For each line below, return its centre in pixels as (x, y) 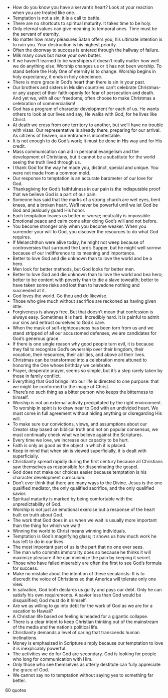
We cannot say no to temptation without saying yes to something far (83, 675)
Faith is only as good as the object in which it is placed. (69, 445)
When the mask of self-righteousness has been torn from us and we (83, 328)
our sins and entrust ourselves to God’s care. (59, 322)
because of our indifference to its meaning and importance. (74, 253)
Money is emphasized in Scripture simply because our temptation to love (88, 643)
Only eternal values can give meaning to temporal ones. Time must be (85, 29)
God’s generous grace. (36, 338)
